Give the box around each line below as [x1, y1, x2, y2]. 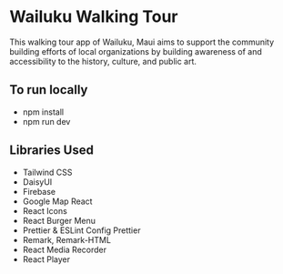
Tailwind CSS [22, 167, 73, 178]
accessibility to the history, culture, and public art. [9, 56, 197, 66]
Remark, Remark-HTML [22, 234, 112, 245]
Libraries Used [9, 143, 94, 158]
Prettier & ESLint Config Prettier [22, 225, 141, 236]
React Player [22, 253, 71, 265]
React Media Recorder [22, 244, 107, 255]
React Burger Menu [22, 215, 96, 226]
